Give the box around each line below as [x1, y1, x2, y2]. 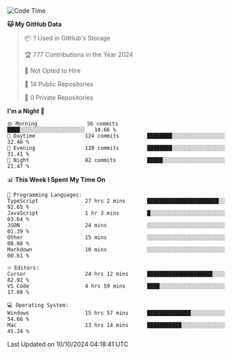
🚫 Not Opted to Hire [24, 67, 81, 74]
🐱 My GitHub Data [7, 20, 63, 28]
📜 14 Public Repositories [24, 80, 94, 88]
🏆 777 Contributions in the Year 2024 [24, 51, 133, 58]
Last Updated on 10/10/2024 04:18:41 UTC [7, 340, 129, 348]
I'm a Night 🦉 [7, 107, 45, 115]
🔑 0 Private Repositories [24, 94, 94, 101]
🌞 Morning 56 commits [7, 120, 119, 127]
